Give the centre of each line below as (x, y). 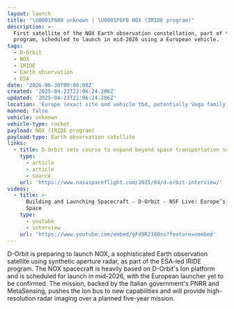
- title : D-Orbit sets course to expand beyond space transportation (116, 150)
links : (17, 144)
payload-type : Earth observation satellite (71, 137)
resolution (22, 299)
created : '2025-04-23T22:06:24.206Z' (62, 91)
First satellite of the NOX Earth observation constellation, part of (118, 33)
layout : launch (29, 14)
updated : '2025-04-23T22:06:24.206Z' (62, 98)
